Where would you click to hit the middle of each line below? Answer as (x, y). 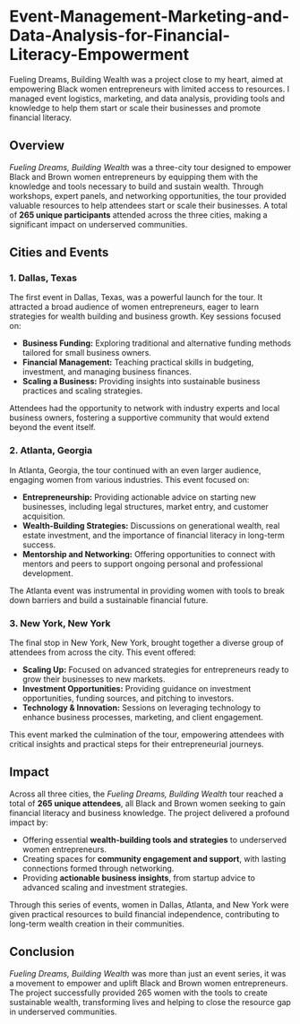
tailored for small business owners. (87, 353)
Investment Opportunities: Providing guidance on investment (137, 689)
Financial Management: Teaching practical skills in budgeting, (138, 362)
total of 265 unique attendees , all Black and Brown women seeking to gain (147, 803)
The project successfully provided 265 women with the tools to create (139, 993)
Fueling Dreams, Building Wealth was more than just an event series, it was (148, 973)
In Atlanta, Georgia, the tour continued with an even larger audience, (135, 470)
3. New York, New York (60, 623)
